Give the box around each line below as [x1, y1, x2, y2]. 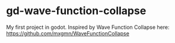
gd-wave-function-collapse [6, 4, 147, 18]
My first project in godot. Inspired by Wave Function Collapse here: [6, 24, 170, 31]
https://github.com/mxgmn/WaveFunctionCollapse [6, 29, 129, 37]
